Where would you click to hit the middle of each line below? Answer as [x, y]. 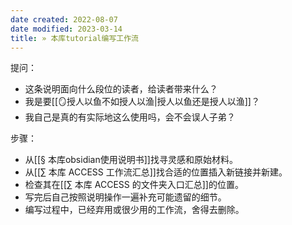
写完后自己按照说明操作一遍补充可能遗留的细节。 [125, 197]
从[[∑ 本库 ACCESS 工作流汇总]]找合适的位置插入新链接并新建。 [156, 172]
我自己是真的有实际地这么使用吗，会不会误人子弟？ [130, 117]
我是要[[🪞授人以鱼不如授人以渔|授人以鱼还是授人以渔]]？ [142, 102]
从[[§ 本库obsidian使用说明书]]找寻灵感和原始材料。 [131, 160]
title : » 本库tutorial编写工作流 [74, 38]
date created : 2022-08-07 [64, 19]
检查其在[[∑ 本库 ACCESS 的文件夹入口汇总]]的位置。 [134, 185]
